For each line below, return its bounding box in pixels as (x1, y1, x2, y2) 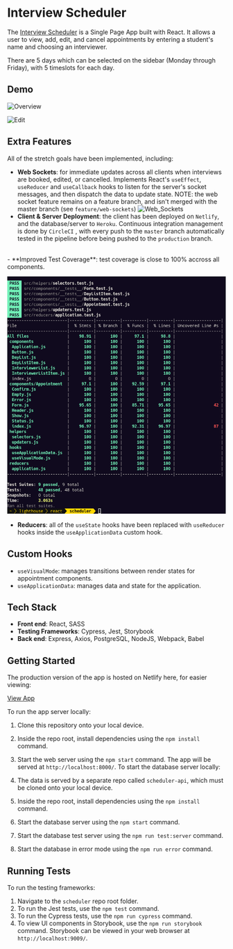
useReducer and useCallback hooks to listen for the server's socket (17, 182, 207, 190)
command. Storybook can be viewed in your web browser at (17, 926, 190, 934)
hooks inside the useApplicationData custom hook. (17, 528, 163, 536)
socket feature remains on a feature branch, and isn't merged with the (17, 197, 218, 206)
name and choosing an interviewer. (7, 42, 107, 51)
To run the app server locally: (7, 708, 92, 716)
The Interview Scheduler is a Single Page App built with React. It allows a (7, 28, 216, 36)
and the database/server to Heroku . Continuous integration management (17, 219, 223, 227)
